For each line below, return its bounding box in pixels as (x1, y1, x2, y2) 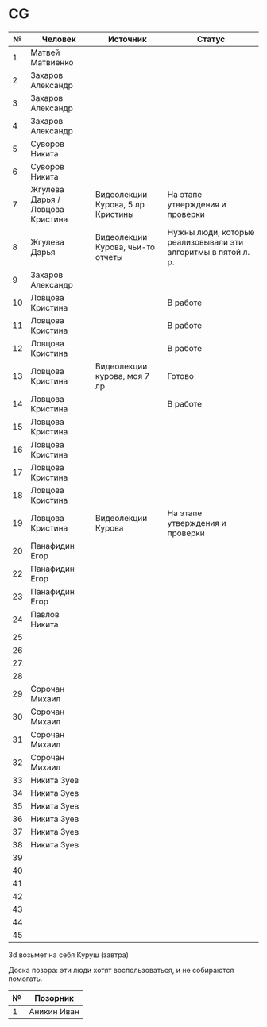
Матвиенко (30, 56, 74, 68)
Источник (107, 33, 147, 44)
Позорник (34, 992, 74, 1003)
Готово (167, 370, 195, 381)
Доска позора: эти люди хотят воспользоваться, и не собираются (8, 965, 234, 975)
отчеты (95, 251, 123, 262)
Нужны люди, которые (167, 226, 255, 237)
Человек (41, 33, 77, 44)
